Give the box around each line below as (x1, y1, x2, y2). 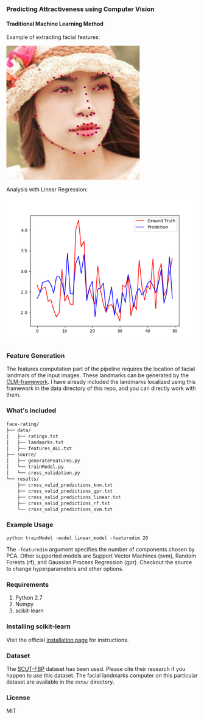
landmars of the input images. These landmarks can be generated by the (6, 372, 189, 379)
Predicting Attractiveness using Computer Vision (6, 5, 155, 13)
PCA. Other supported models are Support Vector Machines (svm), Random (6, 552, 197, 559)
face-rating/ (6, 421, 40, 427)
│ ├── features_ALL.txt (6, 445, 72, 452)
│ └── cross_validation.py (6, 470, 80, 476)
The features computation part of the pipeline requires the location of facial (6, 365, 195, 373)
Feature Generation (6, 352, 65, 360)
